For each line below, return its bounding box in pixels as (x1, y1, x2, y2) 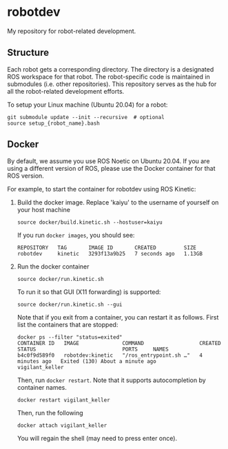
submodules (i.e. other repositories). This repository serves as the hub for (7, 80, 217, 88)
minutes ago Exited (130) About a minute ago (17, 357, 156, 365)
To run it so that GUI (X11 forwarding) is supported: (17, 287, 161, 296)
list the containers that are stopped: (17, 320, 118, 328)
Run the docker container (17, 262, 90, 271)
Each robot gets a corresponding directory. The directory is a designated (7, 65, 214, 73)
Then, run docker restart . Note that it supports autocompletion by (17, 376, 207, 384)
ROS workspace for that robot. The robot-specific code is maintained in (7, 72, 210, 81)
